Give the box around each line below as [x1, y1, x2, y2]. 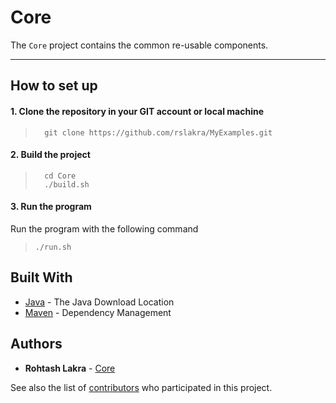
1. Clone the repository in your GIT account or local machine [10, 105, 265, 117]
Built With [10, 269, 73, 286]
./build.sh [44, 179, 90, 190]
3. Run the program [10, 201, 92, 213]
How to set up [10, 77, 98, 95]
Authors [10, 336, 63, 353]
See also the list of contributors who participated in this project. [10, 381, 273, 393]
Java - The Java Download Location [24, 296, 175, 308]
